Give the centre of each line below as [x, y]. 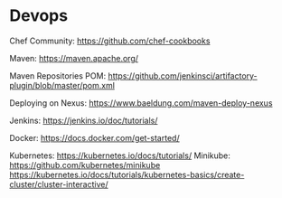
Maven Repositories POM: [58, 75]
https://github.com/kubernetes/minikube [85, 165]
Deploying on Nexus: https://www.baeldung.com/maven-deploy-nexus [141, 103]
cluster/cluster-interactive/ [59, 184]
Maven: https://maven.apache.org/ [74, 58]
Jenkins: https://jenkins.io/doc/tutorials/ [84, 120]
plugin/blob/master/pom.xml [62, 85]
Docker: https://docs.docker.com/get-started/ [94, 137]
